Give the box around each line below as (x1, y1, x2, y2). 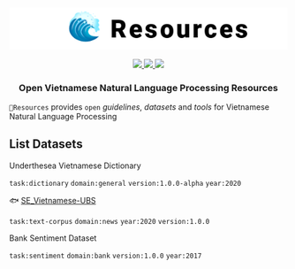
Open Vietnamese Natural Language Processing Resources (19, 81, 278, 94)
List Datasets (9, 136, 83, 152)
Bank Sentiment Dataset (9, 233, 97, 243)
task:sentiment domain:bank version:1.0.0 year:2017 (9, 251, 202, 260)
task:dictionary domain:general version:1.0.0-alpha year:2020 (9, 179, 241, 188)
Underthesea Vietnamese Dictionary (9, 160, 141, 171)
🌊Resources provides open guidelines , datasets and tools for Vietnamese (9, 101, 269, 112)
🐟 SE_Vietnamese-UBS (9, 195, 96, 205)
